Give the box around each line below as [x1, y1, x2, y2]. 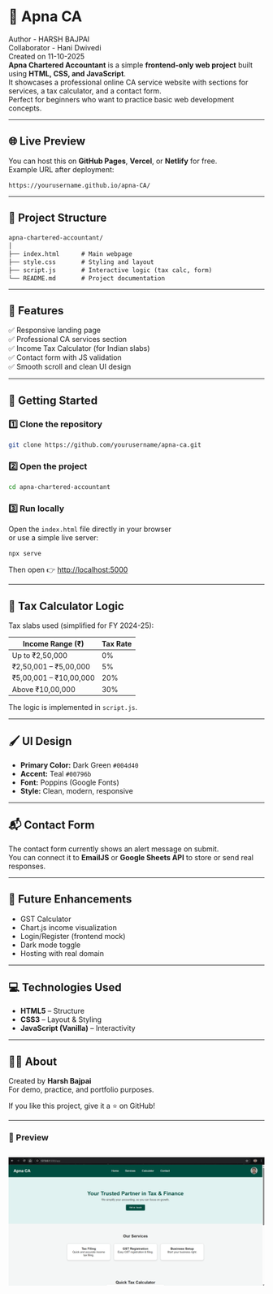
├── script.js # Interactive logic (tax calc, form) [8, 266, 213, 275]
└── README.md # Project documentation [8, 274, 165, 283]
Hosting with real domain [19, 948, 104, 958]
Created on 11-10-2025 [8, 51, 85, 61]
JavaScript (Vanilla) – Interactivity [19, 1024, 136, 1033]
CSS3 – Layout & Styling [19, 1015, 102, 1024]
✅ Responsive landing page [8, 325, 102, 335]
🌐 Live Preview [8, 134, 86, 149]
